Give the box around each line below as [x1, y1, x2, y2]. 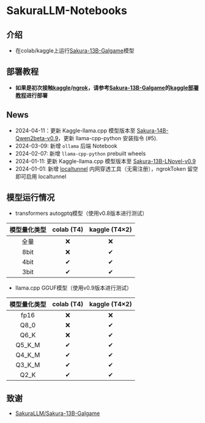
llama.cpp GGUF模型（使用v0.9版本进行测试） [15, 284, 133, 291]
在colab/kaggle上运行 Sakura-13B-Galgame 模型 [15, 47, 135, 54]
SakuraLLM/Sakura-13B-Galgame [15, 410, 100, 417]
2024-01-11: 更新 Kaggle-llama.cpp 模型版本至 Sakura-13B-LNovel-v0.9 [15, 157, 196, 165]
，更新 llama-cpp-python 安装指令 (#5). [58, 134, 158, 141]
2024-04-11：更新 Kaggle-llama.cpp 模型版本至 [15, 127, 136, 134]
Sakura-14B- [136, 127, 169, 134]
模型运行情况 [6, 192, 55, 203]
